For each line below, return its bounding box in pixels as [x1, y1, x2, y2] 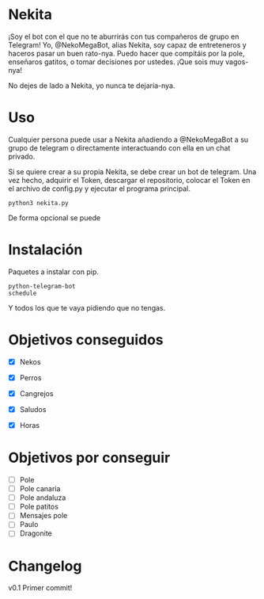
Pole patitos [19, 502, 59, 512]
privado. [8, 151, 36, 161]
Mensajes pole [19, 511, 68, 521]
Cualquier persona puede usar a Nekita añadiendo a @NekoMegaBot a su [8, 135, 249, 144]
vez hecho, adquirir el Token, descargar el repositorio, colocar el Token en [8, 175, 251, 185]
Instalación [8, 241, 83, 259]
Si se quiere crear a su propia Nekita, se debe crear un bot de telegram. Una [8, 166, 257, 176]
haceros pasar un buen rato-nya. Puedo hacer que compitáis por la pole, [8, 48, 245, 58]
